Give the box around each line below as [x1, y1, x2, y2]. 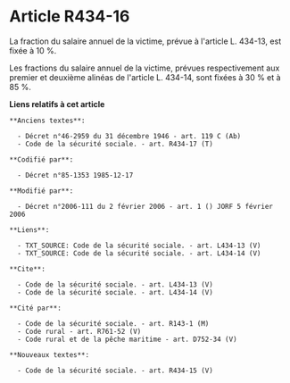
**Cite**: [9, 264, 46, 273]
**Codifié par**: [9, 154, 74, 164]
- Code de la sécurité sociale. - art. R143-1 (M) [17, 319, 210, 328]
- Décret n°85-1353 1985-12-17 [17, 171, 134, 179]
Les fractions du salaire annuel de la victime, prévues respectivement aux [9, 62, 280, 73]
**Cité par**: [9, 304, 62, 312]
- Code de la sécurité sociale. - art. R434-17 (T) [17, 139, 214, 148]
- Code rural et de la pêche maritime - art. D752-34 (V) [17, 335, 238, 344]
